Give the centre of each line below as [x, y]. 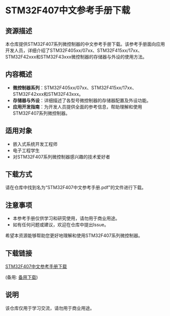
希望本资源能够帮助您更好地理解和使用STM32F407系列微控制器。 [74, 235]
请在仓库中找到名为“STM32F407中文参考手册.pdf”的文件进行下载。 [76, 188]
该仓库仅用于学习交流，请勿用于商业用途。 [50, 308]
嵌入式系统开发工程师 [35, 144]
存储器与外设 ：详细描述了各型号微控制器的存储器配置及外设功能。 [82, 100]
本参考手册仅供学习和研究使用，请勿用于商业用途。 [66, 218]
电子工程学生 [26, 150]
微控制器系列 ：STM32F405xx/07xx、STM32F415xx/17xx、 [75, 88]
